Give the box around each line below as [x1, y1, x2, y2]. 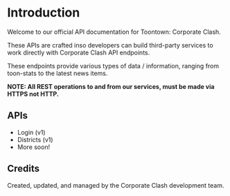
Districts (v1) [17, 135, 53, 144]
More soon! [17, 143, 51, 151]
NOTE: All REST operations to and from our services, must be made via [7, 82, 215, 90]
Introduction [7, 5, 80, 21]
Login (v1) [17, 128, 46, 136]
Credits [7, 163, 40, 175]
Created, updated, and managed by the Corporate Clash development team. [7, 181, 224, 189]
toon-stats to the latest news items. [7, 69, 108, 77]
